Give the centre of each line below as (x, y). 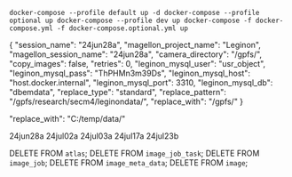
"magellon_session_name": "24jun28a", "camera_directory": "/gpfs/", (136, 54)
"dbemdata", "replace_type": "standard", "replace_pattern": (118, 92)
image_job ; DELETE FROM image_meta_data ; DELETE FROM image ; (129, 163)
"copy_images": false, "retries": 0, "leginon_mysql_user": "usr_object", (138, 64)
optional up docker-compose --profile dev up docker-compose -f (130, 20)
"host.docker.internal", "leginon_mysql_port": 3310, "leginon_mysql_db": (141, 83)
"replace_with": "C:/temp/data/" (67, 119)
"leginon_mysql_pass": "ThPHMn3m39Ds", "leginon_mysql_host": (130, 73)
